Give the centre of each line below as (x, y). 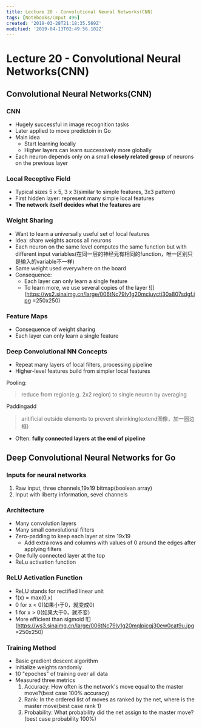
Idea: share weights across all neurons (63, 240)
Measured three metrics (45, 680)
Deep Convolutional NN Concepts (57, 351)
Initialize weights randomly (48, 667)
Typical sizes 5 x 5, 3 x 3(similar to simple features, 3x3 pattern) (95, 192)
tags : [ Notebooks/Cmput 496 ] (43, 18)
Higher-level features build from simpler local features (82, 371)
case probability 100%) (68, 718)
